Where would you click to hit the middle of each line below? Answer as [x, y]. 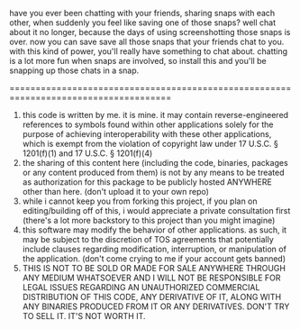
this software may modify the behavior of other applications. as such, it [154, 230]
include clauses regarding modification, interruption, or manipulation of [154, 249]
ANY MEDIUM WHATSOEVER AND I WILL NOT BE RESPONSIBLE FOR [151, 278]
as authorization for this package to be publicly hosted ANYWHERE [147, 182]
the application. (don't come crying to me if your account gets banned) [154, 259]
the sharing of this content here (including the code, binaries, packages [155, 163]
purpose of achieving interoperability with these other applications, [147, 134]
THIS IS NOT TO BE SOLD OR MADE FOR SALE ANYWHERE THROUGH [154, 268]
